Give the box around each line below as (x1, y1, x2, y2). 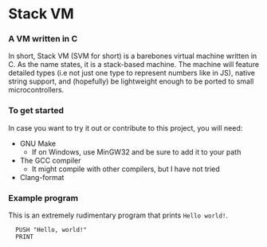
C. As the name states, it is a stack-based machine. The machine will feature (8, 60, 260, 69)
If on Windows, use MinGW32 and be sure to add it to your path (31, 147, 241, 156)
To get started (8, 105, 65, 116)
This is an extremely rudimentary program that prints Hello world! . (8, 210, 229, 220)
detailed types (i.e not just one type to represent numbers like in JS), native (8, 69, 256, 78)
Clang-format (19, 172, 65, 182)
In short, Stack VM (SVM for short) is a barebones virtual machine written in (8, 51, 257, 61)
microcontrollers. (8, 85, 65, 95)
